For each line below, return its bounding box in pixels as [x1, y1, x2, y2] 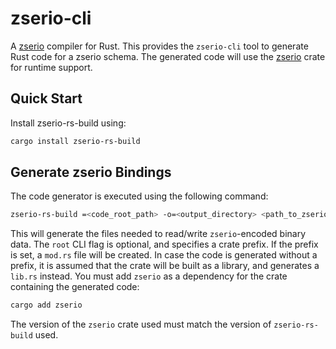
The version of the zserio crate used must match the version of [10, 318, 272, 331]
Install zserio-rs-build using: [10, 117, 127, 129]
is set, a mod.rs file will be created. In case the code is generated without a [10, 249, 318, 261]
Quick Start [10, 90, 83, 107]
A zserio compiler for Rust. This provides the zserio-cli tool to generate [10, 40, 309, 52]
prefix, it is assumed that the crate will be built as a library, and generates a [10, 260, 320, 272]
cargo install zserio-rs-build [10, 136, 141, 146]
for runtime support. [10, 61, 93, 73]
